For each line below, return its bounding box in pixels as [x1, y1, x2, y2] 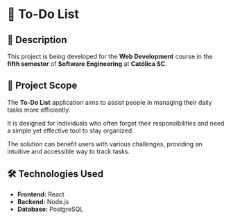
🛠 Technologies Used [7, 168, 104, 180]
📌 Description [7, 34, 67, 46]
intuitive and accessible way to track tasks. [7, 147, 130, 155]
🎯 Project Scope [7, 80, 78, 92]
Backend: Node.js [17, 197, 69, 205]
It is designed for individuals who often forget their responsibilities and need [7, 119, 225, 127]
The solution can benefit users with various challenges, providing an [7, 139, 203, 148]
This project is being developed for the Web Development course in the [7, 52, 213, 60]
